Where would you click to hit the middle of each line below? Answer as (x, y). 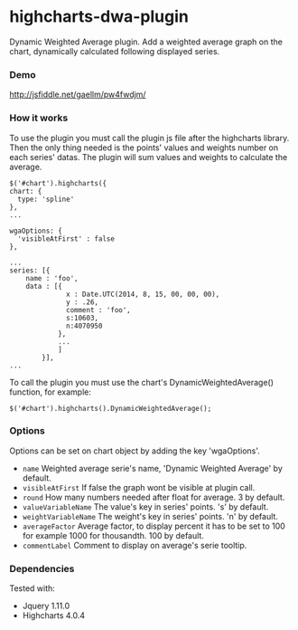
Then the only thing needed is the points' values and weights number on (144, 148)
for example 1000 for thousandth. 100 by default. (113, 535)
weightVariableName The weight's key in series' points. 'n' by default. (150, 516)
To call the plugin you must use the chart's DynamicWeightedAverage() (141, 382)
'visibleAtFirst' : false (66, 239)
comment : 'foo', (98, 310)
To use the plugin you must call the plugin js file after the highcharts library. (149, 138)
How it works (39, 118)
